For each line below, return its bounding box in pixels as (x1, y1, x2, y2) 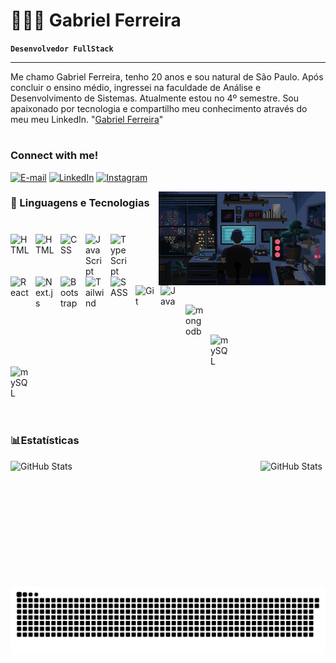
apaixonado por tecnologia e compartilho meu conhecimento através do (10, 102, 308, 114)
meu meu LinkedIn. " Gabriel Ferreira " (10, 113, 164, 125)
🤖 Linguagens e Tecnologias (10, 196, 150, 210)
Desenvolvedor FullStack (10, 44, 114, 54)
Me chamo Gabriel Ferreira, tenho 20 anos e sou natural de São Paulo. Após (10, 70, 324, 83)
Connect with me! (10, 149, 99, 163)
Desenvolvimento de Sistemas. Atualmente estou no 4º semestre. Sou (10, 92, 300, 104)
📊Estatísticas (10, 434, 80, 448)
